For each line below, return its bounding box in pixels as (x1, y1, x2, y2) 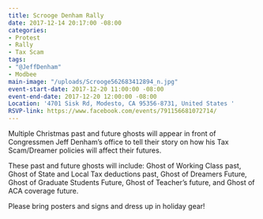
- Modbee (8, 70, 37, 78)
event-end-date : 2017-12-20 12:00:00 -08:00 (8, 93, 157, 100)
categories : (8, 26, 47, 34)
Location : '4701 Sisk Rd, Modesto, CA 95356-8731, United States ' (8, 100, 235, 108)
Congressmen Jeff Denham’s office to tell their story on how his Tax (8, 138, 229, 146)
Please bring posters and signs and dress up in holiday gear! (8, 202, 205, 210)
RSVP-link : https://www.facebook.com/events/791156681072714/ (8, 108, 217, 115)
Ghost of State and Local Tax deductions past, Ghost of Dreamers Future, (8, 169, 247, 179)
